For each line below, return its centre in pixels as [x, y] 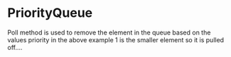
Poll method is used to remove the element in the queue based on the [109, 32]
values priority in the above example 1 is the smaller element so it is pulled [116, 39]
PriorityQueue [50, 13]
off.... [15, 47]
